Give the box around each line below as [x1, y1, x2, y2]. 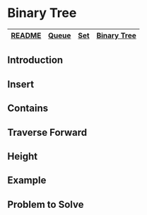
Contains [7, 103, 48, 115]
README [11, 30, 42, 40]
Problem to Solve [7, 198, 84, 210]
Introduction [7, 54, 64, 66]
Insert [7, 78, 34, 90]
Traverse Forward [7, 126, 88, 139]
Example [7, 175, 47, 187]
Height [7, 150, 37, 162]
